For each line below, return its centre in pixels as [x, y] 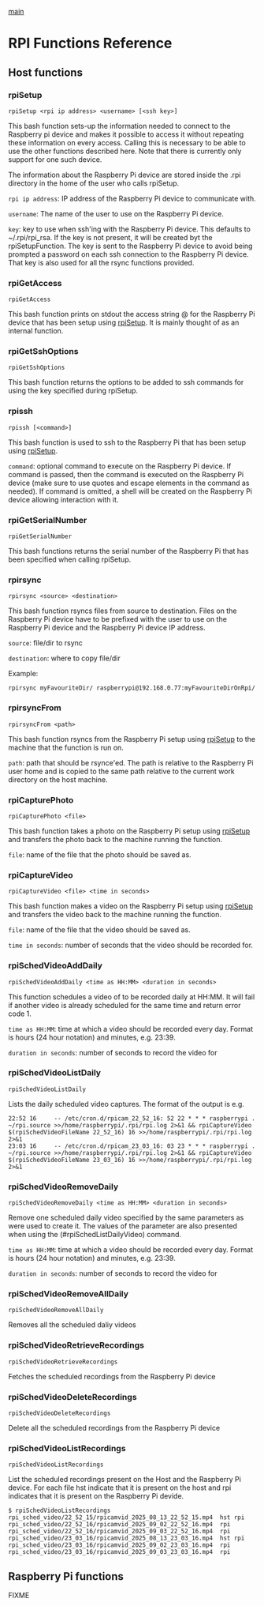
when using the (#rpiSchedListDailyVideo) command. [95, 1235]
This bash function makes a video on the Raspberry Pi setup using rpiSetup [131, 906]
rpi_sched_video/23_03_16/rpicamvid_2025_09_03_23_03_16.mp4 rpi [119, 1552]
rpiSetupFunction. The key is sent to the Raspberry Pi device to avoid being [130, 246]
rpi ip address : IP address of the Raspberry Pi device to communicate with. [132, 198]
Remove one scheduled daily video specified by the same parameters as [126, 1218]
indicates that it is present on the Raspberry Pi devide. [96, 1496]
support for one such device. [55, 159]
